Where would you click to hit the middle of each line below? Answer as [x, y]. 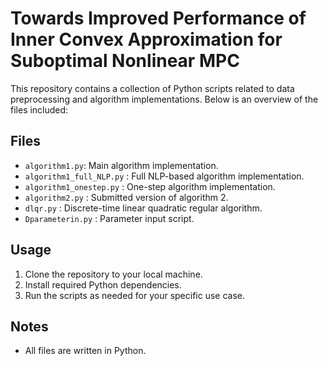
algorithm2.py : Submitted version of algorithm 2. [126, 197]
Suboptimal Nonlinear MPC [125, 61]
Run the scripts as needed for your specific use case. [135, 295]
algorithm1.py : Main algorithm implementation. [121, 165]
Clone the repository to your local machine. [113, 274]
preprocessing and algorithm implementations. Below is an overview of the [164, 99]
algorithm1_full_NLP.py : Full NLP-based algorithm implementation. [164, 176]
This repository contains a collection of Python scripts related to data [152, 88]
